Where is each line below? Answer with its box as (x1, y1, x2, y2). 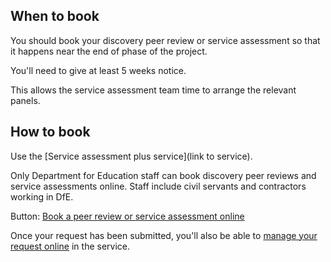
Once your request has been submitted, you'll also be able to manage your (10, 229, 318, 241)
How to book (10, 124, 91, 141)
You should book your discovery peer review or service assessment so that (10, 34, 321, 46)
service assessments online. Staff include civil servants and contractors (10, 180, 307, 192)
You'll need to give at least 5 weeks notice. (10, 64, 187, 76)
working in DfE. (10, 190, 74, 203)
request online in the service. (10, 240, 131, 252)
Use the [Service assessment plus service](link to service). (10, 150, 253, 162)
